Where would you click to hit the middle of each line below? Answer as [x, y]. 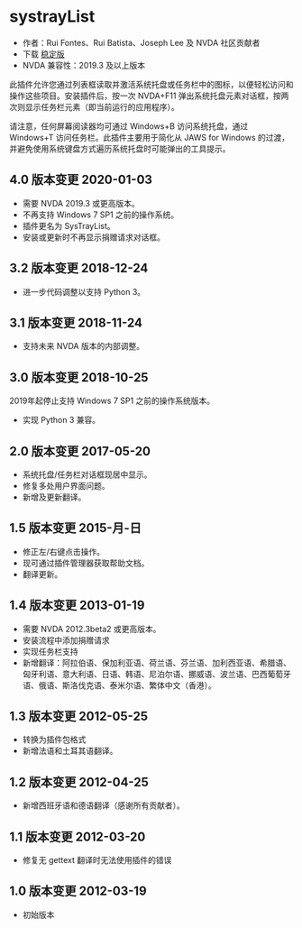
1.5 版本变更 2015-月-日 [76, 528]
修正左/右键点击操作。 [64, 551]
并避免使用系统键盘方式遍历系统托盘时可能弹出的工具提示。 [120, 148]
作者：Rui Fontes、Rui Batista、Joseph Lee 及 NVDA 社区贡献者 [141, 42]
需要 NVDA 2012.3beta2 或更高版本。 [92, 629]
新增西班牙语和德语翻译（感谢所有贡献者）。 [103, 805]
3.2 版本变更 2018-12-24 [79, 268]
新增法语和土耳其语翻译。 [70, 751]
